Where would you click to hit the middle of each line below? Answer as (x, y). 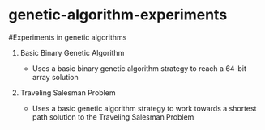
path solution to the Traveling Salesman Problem (113, 117)
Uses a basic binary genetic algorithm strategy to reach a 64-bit (139, 68)
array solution (55, 77)
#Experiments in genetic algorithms (68, 37)
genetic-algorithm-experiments (118, 15)
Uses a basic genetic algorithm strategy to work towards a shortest (144, 108)
